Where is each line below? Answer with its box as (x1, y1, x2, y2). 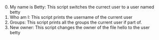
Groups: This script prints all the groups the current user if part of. (9, 19, 142, 25)
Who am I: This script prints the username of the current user (9, 14, 133, 20)
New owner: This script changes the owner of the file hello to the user (9, 25, 150, 30)
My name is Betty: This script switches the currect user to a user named (9, 4, 155, 10)
